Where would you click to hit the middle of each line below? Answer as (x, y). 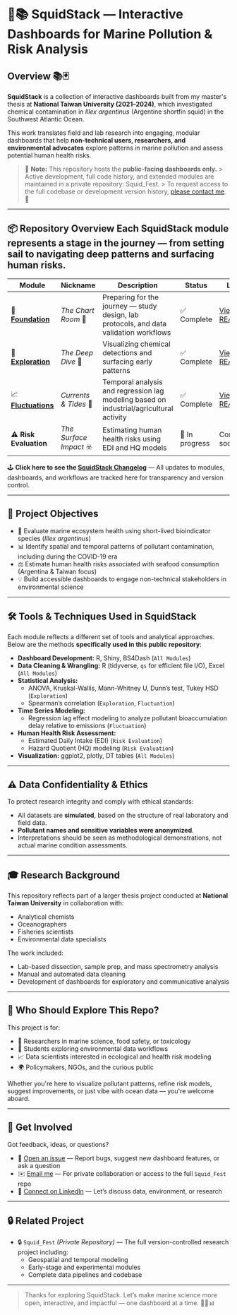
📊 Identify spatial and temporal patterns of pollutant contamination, (116, 546)
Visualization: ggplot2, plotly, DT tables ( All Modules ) (96, 756)
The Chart (78, 310)
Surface (74, 437)
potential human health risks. (49, 155)
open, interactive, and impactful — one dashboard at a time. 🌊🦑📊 (120, 1303)
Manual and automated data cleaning (71, 974)
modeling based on (134, 399)
